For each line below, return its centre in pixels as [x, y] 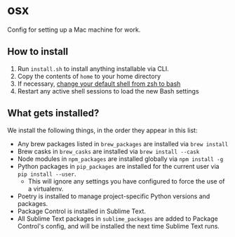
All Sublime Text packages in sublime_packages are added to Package [118, 218]
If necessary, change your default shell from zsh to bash [99, 84]
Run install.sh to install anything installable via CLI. [93, 68]
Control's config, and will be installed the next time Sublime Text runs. [118, 226]
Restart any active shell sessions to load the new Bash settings [108, 91]
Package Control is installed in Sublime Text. [81, 211]
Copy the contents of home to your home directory [89, 76]
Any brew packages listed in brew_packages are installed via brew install [123, 143]
